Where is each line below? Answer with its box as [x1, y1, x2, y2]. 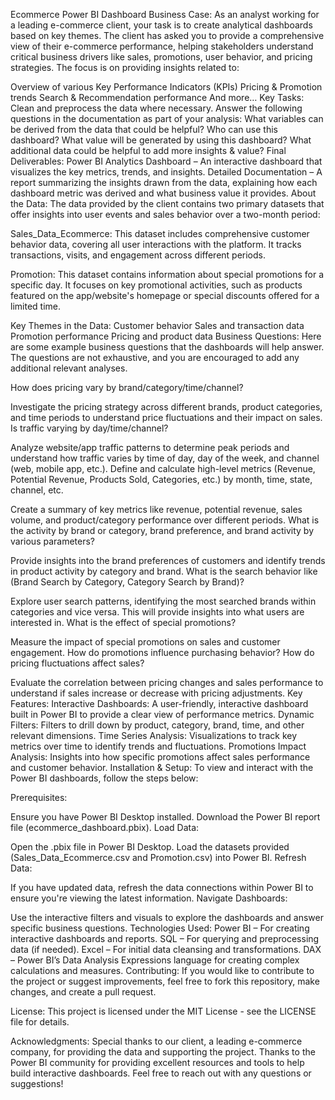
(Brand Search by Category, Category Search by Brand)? [10, 576, 245, 588]
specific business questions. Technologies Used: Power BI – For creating [10, 922, 310, 934]
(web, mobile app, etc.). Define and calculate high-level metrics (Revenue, [10, 463, 316, 474]
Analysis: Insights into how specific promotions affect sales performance [10, 751, 311, 763]
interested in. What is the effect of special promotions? [10, 617, 237, 628]
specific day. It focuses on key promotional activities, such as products [10, 279, 303, 291]
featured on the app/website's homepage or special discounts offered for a [10, 290, 320, 301]
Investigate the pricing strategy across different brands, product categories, [10, 401, 323, 413]
